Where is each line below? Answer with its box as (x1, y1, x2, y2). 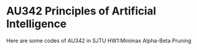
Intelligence (6, 17, 67, 31)
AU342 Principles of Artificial (6, 4, 157, 18)
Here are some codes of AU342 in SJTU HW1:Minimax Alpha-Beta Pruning (6, 37, 192, 44)
